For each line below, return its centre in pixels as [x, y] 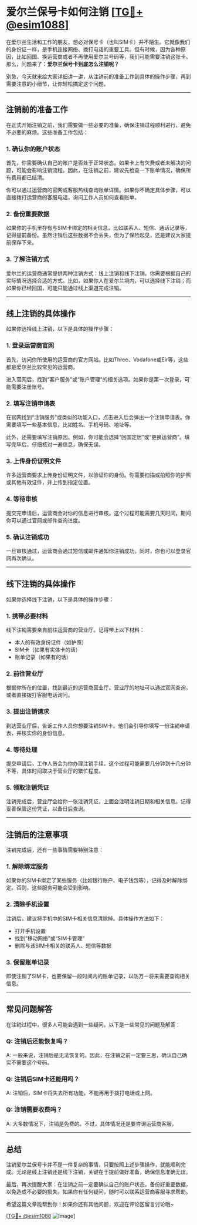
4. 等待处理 [22, 750]
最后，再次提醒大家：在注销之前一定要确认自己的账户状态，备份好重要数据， [98, 1184]
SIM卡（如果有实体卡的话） [47, 650]
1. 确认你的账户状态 [33, 149]
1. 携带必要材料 [27, 616]
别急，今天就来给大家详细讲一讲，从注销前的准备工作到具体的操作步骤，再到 [98, 76]
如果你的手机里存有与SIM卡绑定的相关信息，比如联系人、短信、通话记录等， [98, 228]
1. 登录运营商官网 [30, 345]
